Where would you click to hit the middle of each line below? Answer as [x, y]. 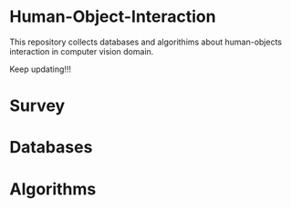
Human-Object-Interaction [113, 17]
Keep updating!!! [40, 69]
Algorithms [53, 189]
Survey [37, 106]
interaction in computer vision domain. [82, 51]
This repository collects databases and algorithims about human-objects [146, 42]
